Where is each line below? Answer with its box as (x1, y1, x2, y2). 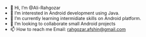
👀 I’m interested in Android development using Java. (10, 10, 120, 16)
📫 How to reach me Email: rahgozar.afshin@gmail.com (10, 26, 126, 32)
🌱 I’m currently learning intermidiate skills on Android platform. (10, 15, 141, 21)
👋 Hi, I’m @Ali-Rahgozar (10, 5, 61, 10)
